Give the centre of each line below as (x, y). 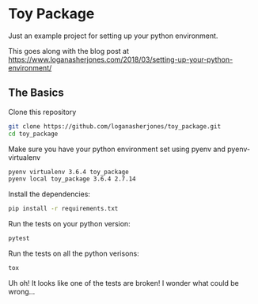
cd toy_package (33, 134)
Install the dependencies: (49, 194)
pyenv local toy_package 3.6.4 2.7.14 (72, 179)
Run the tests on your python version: (69, 224)
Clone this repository (42, 112)
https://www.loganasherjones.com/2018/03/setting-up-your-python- (121, 59)
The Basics (36, 93)
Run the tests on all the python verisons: (74, 253)
